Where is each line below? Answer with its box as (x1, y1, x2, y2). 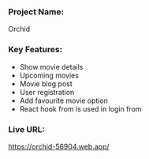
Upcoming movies (19, 70, 79, 80)
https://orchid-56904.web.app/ (8, 142, 110, 151)
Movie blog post (19, 78, 73, 89)
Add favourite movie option (19, 96, 109, 105)
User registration (19, 87, 75, 97)
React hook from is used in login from (19, 104, 142, 113)
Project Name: (8, 6, 65, 17)
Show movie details (19, 62, 84, 71)
